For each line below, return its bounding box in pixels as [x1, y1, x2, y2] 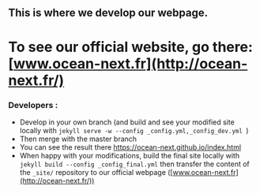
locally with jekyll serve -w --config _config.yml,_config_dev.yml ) [19, 125, 249, 135]
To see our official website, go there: [8, 38, 253, 56]
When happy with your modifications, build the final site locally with [19, 150, 239, 160]
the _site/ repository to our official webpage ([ [19, 167, 173, 176]
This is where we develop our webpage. [8, 6, 209, 20]
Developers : [8, 99, 58, 110]
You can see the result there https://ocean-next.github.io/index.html [19, 142, 242, 152]
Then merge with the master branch [19, 134, 137, 143]
